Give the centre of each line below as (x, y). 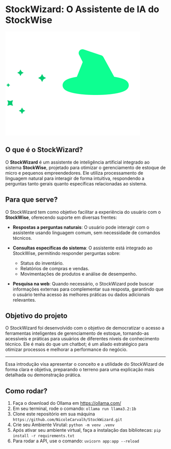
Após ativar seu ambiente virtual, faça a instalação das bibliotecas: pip (87, 430)
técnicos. (22, 238)
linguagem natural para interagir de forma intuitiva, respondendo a (75, 178)
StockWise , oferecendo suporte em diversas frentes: (61, 217)
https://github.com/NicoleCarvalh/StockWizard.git (67, 420)
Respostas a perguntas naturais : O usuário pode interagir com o (81, 227)
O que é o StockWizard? (44, 150)
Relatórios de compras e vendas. (55, 268)
